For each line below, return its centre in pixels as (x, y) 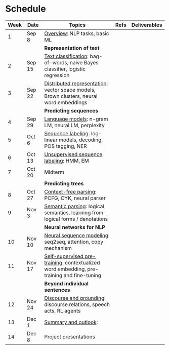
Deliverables (147, 25)
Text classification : (67, 56)
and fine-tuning (82, 275)
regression (57, 75)
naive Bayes (84, 62)
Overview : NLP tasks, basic (77, 33)
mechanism (58, 248)
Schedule (26, 9)
